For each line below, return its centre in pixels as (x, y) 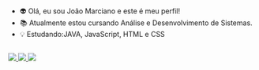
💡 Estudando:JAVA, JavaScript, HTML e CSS (92, 34)
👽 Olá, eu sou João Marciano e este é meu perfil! (99, 11)
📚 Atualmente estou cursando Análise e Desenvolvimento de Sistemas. (136, 23)
